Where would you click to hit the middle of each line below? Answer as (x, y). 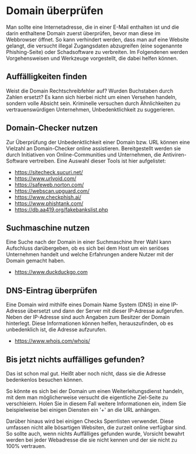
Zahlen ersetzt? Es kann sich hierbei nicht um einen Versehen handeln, (92, 97)
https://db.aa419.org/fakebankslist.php (61, 209)
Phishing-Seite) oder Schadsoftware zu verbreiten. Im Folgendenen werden (97, 52)
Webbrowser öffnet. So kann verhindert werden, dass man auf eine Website (97, 39)
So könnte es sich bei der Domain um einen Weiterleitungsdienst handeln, (95, 391)
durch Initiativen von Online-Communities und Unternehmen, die (84, 154)
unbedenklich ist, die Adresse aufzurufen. (56, 330)
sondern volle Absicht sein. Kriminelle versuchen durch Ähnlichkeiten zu (93, 103)
